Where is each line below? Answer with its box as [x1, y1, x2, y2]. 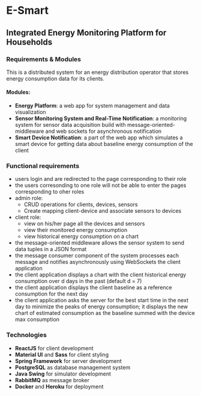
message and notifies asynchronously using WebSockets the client [14, 258, 181, 266]
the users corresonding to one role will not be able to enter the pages [14, 181, 187, 189]
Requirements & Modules [6, 55, 81, 63]
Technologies [6, 331, 47, 340]
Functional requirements [6, 162, 80, 170]
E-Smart [6, 4, 49, 17]
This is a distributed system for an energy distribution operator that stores [6, 69, 189, 76]
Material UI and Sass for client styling [14, 351, 109, 358]
